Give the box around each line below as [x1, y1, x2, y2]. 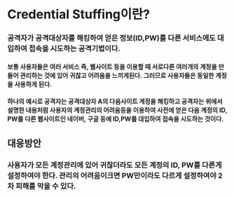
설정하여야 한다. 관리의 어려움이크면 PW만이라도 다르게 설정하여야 [7, 170, 217, 180]
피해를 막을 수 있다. [15, 181, 76, 191]
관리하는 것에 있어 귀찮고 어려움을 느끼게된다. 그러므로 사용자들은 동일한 [20, 71, 215, 79]
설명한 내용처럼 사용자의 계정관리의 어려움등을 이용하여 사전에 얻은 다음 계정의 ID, [7, 106, 228, 114]
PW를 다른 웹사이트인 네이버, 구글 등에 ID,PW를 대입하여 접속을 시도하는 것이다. [7, 115, 224, 123]
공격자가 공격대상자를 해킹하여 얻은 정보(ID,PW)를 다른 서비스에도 [7, 33, 216, 43]
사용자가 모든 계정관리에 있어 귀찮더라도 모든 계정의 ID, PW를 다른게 [7, 160, 222, 170]
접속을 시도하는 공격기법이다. [29, 43, 121, 53]
